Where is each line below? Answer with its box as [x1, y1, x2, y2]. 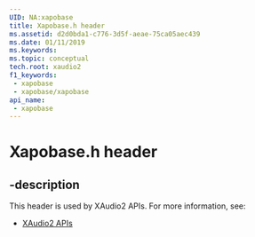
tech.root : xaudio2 [9, 63, 82, 72]
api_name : [9, 95, 46, 105]
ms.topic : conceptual [9, 54, 90, 63]
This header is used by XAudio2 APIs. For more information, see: [9, 201, 246, 211]
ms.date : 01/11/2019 [9, 37, 86, 47]
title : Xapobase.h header [9, 21, 105, 30]
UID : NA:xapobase [9, 12, 74, 22]
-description [9, 177, 80, 192]
